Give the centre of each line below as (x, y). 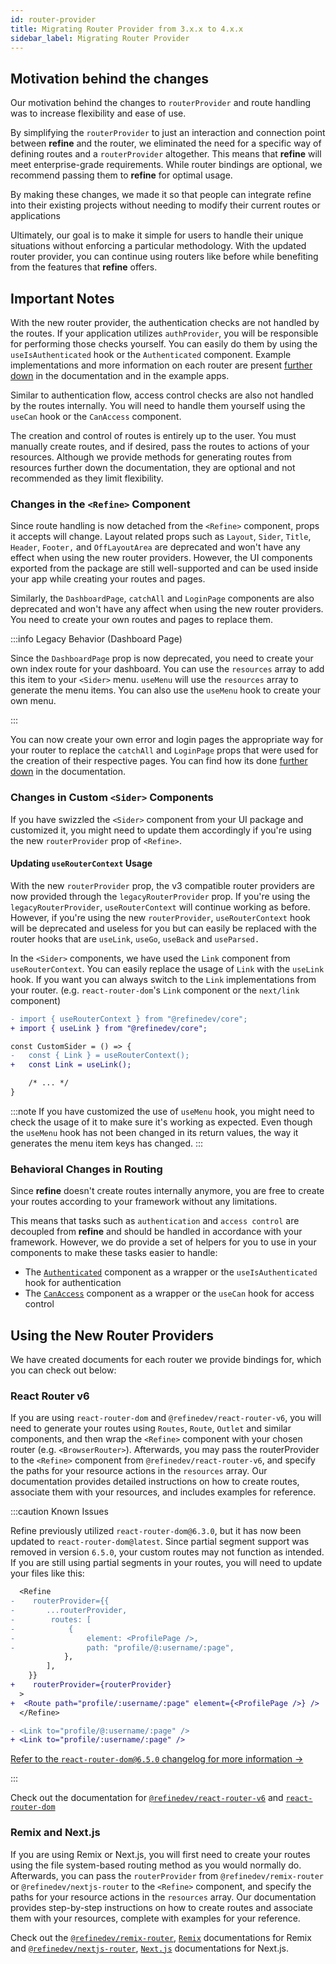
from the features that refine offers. (84, 267)
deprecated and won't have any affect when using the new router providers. (167, 609)
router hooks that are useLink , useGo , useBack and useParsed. (135, 938)
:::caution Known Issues (59, 1512)
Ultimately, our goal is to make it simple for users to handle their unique (157, 235)
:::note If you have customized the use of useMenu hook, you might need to (162, 1111)
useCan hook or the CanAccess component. (96, 416)
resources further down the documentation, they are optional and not (153, 467)
